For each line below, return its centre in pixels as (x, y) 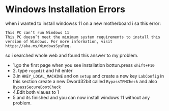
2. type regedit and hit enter (43, 70)
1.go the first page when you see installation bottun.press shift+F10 (83, 65)
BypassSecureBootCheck (37, 87)
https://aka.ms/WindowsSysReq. (38, 46)
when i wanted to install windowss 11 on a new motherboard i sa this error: (83, 23)
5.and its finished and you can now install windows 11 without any (81, 97)
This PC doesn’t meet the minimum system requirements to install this (83, 37)
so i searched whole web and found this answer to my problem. (72, 55)
